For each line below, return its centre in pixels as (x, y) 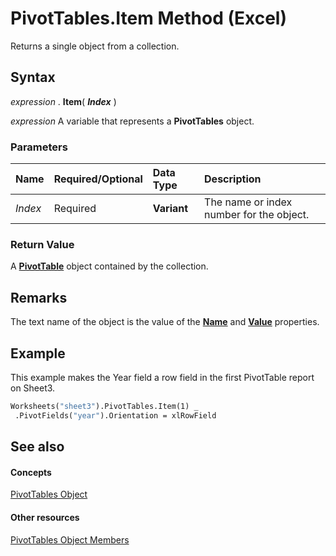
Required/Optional (98, 179)
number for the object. (257, 215)
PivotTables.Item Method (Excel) (148, 18)
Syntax (33, 77)
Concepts (31, 472)
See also (37, 447)
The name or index (248, 202)
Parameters (39, 147)
